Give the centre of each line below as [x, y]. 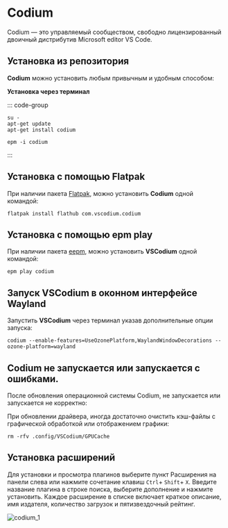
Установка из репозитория [68, 61]
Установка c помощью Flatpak [76, 177]
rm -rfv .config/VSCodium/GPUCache [59, 436]
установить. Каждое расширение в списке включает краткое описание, [114, 496]
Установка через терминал [49, 91]
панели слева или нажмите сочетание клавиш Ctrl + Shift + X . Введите [112, 481]
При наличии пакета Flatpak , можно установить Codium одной [100, 193]
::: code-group [28, 105]
